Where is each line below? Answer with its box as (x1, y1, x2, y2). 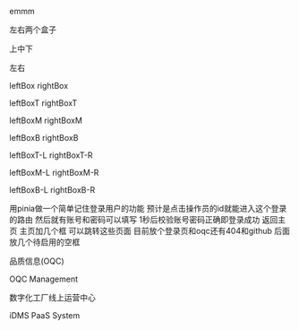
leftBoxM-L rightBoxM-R (9, 168, 99, 178)
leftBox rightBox (9, 81, 69, 91)
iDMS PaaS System (9, 310, 81, 320)
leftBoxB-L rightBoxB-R (9, 185, 96, 195)
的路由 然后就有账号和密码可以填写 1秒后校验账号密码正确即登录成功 (9, 214, 261, 225)
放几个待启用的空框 (9, 237, 81, 247)
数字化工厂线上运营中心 (9, 292, 96, 302)
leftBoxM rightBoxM (9, 115, 83, 126)
